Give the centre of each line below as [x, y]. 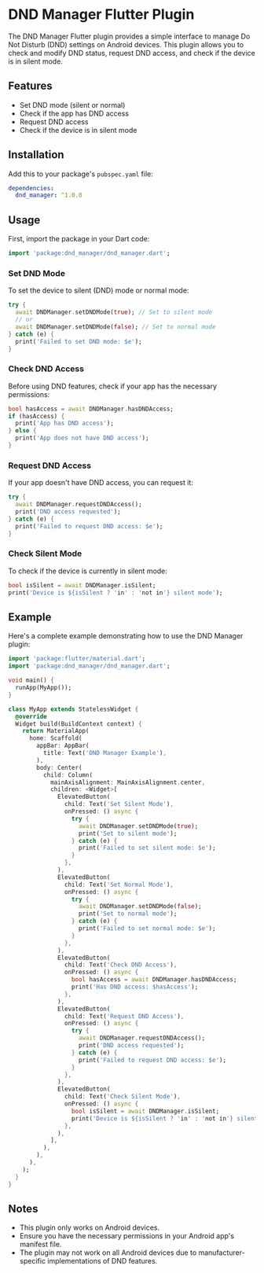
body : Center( [59, 767]
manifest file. [40, 1245]
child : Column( [68, 775]
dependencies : [31, 188]
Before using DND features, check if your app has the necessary [113, 386]
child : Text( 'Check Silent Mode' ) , [122, 1097]
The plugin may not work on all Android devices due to [108, 1253]
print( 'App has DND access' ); [64, 423]
